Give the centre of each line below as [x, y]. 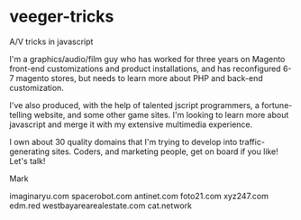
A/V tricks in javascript [51, 41]
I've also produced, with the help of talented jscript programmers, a [134, 105]
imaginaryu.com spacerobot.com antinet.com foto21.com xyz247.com [139, 196]
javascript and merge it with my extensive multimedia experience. [131, 124]
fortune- [277, 105]
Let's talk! [27, 160]
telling [21, 115]
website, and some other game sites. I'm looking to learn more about [161, 115]
